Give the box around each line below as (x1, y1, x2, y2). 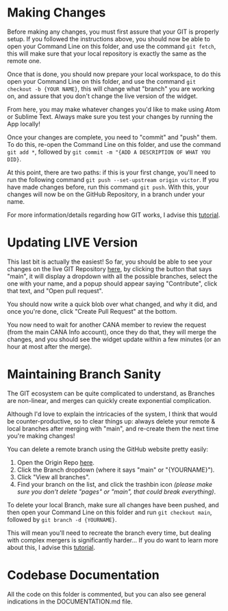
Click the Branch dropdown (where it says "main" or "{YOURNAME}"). (16, 465, 215, 474)
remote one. (7, 56, 42, 65)
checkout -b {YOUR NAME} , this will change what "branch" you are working (7, 84, 215, 93)
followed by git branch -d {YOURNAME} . (7, 515, 117, 523)
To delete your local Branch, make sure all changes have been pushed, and (7, 500, 219, 509)
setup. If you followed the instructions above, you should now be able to (7, 34, 211, 43)
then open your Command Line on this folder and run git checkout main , (7, 508, 212, 516)
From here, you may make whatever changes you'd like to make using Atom (7, 105, 220, 113)
